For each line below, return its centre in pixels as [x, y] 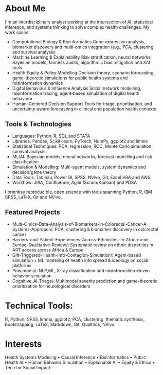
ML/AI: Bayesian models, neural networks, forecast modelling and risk [82, 157]
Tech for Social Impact [27, 368]
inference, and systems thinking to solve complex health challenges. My [77, 27]
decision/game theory [34, 172]
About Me [25, 9]
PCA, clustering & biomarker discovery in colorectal [106, 229]
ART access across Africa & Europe [48, 250]
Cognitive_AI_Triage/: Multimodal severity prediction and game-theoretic [85, 281]
